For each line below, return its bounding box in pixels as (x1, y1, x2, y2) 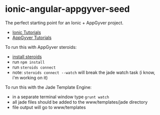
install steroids (12, 53, 42, 60)
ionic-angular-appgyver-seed (5, 3, 130, 15)
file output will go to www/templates (12, 104, 86, 110)
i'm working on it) (12, 75, 48, 80)
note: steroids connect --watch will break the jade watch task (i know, (12, 69, 156, 75)
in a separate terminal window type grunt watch (12, 94, 109, 100)
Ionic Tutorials (12, 29, 41, 35)
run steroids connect (12, 64, 56, 70)
